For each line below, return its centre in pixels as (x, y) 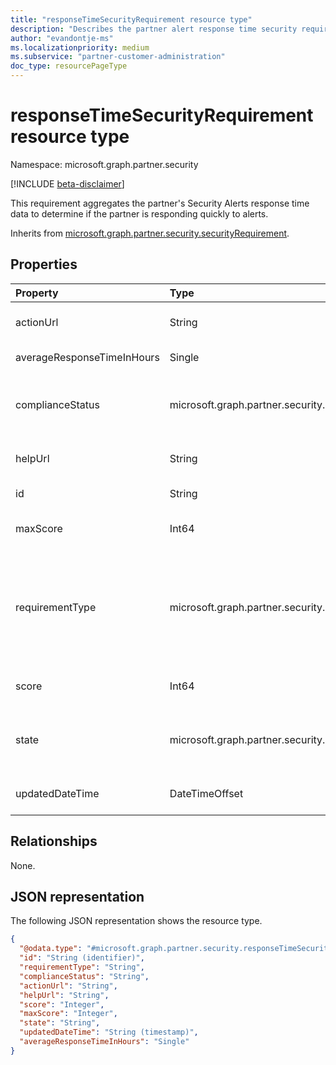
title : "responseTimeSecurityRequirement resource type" (131, 19)
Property (37, 293)
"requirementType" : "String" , (82, 967)
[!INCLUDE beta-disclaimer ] (67, 183)
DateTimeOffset (206, 793)
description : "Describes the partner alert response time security (154, 29)
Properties (44, 264)
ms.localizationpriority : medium (80, 47)
